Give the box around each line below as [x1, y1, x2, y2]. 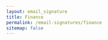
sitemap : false [6, 25, 44, 31]
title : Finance [6, 14, 44, 20]
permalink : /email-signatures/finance [6, 19, 102, 25]
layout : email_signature [6, 8, 68, 15]
